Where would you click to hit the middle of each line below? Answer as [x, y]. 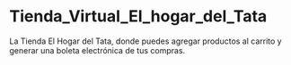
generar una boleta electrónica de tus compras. [97, 50]
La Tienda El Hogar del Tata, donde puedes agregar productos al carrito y [145, 41]
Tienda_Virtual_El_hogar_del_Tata [138, 16]
